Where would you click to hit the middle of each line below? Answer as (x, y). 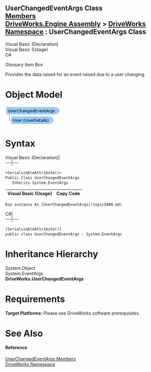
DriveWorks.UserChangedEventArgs (44, 279)
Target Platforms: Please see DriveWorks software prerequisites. (73, 313)
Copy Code (68, 194)
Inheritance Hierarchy (52, 254)
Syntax (20, 143)
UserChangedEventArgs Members (41, 359)
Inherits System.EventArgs (40, 183)
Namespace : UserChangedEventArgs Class (76, 32)
